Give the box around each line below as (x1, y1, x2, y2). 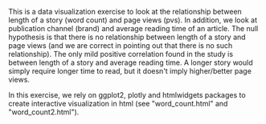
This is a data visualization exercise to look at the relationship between (8, 7, 243, 16)
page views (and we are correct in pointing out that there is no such (8, 41, 233, 50)
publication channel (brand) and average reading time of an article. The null (8, 24, 259, 33)
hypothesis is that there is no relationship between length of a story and (8, 32, 247, 42)
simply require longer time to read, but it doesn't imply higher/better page (8, 66, 252, 75)
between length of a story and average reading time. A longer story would (8, 58, 253, 67)
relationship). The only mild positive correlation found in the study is (8, 50, 234, 58)
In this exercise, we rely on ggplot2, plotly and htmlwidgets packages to (8, 90, 247, 99)
